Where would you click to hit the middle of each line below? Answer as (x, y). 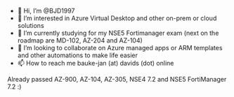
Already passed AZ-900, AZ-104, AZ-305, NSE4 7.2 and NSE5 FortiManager (117, 79)
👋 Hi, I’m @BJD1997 (46, 11)
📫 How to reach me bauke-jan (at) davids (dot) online (96, 63)
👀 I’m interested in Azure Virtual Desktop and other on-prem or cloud (117, 18)
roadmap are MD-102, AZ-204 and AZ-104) (80, 40)
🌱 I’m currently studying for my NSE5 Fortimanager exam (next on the (118, 33)
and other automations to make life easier (78, 55)
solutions (31, 25)
